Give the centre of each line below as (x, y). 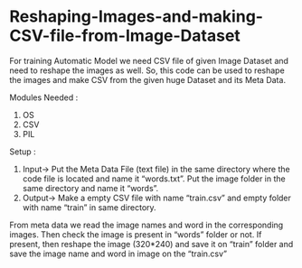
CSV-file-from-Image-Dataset (125, 36)
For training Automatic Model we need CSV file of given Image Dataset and (149, 60)
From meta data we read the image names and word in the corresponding (146, 225)
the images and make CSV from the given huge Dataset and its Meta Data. (148, 79)
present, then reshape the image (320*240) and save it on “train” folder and (151, 244)
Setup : (23, 152)
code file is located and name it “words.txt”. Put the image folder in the (154, 179)
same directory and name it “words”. (90, 188)
